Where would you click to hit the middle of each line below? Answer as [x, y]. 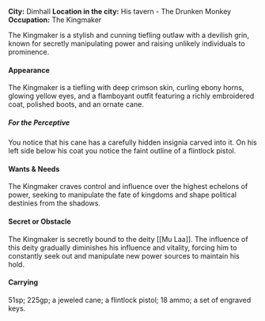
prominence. [29, 52]
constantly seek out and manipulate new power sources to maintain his [124, 255]
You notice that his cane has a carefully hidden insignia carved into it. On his [132, 142]
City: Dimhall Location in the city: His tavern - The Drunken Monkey [120, 11]
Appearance [29, 70]
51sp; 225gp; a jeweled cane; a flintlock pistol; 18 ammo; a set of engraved [130, 300]
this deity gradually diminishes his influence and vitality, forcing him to [123, 247]
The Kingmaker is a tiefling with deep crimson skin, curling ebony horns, [126, 88]
